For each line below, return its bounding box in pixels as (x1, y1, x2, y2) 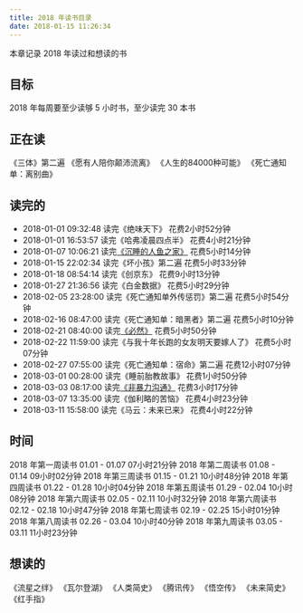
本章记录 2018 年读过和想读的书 (9, 47, 128, 59)
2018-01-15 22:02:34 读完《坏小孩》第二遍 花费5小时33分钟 (22, 257, 247, 268)
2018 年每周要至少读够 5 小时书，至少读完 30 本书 (9, 102, 196, 113)
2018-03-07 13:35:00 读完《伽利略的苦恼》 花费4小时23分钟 (22, 393, 249, 404)
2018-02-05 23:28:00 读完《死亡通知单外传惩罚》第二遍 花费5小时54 (22, 291, 282, 302)
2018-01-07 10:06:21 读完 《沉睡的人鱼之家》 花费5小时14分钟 (22, 245, 251, 256)
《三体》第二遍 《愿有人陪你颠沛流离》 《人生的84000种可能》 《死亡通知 (9, 158, 288, 168)
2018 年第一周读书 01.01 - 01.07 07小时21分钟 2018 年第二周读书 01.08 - (9, 459, 276, 470)
